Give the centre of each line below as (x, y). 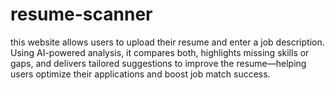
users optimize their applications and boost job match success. (140, 74)
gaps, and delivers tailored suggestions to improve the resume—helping (158, 63)
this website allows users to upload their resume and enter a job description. (167, 42)
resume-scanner (81, 14)
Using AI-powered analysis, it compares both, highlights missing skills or (160, 52)
